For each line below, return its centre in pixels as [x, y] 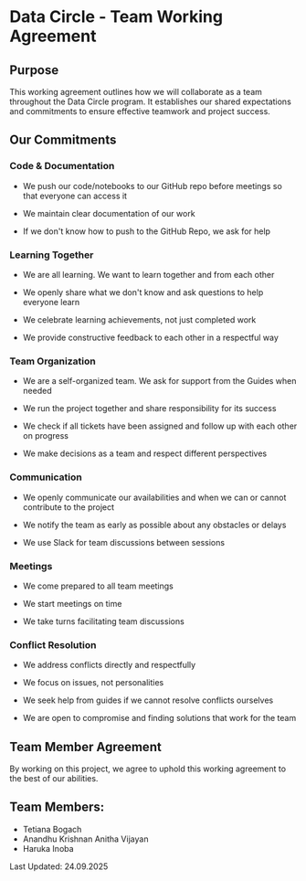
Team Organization [53, 361]
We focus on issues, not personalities [93, 683]
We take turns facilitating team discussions [103, 621]
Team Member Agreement [85, 747]
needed [37, 391]
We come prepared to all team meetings [98, 586]
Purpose [34, 70]
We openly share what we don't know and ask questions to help [143, 292]
